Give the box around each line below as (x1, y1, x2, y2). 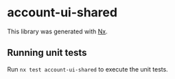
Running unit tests (7, 47, 87, 59)
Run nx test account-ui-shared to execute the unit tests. (7, 65, 168, 73)
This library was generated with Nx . (7, 27, 108, 35)
